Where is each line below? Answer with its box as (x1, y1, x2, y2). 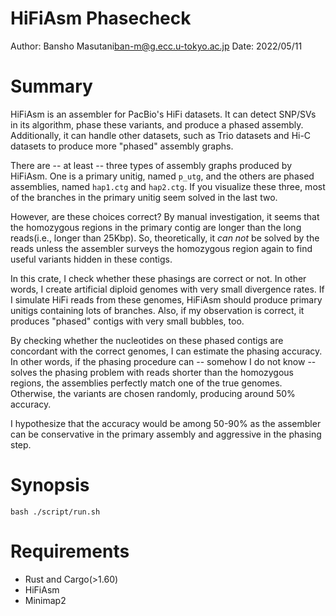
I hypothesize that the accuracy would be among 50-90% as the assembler (10, 417, 322, 429)
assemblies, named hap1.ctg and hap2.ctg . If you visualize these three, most (10, 180, 326, 192)
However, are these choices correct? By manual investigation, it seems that (10, 210, 320, 222)
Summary (10, 75, 93, 98)
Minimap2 (24, 594, 67, 606)
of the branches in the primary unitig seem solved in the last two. (10, 191, 278, 203)
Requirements (10, 540, 130, 562)
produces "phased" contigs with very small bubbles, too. (10, 315, 245, 327)
